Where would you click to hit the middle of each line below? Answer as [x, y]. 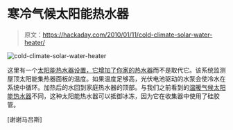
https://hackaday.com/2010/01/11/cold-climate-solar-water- [128, 35]
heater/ [34, 42]
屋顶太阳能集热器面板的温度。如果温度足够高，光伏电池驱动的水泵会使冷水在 [116, 78]
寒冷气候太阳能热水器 [68, 14]
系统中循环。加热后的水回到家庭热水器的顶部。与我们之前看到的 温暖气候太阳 [116, 87]
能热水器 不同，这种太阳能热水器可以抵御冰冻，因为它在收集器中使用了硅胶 [113, 96]
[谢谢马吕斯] [25, 119]
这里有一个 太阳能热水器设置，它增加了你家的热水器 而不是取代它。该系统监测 [116, 70]
